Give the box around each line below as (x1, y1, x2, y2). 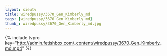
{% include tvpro (5, 35, 40, 41)
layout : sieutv (5, 7, 37, 12)
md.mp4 (5, 45, 22, 51)
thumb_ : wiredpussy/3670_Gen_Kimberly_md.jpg (5, 21, 101, 26)
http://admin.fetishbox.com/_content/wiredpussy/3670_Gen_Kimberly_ (17, 40, 162, 46)
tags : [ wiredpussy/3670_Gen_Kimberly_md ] (5, 16, 93, 21)
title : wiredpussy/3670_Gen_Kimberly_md (5, 12, 91, 17)
